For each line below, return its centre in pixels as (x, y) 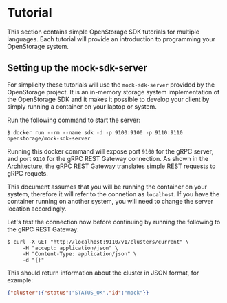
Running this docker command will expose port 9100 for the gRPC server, (110, 151)
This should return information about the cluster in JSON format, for (103, 273)
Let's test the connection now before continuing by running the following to (114, 222)
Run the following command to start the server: (74, 120)
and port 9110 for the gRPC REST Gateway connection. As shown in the (108, 158)
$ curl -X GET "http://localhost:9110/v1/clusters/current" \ (98, 242)
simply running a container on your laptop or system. (82, 106)
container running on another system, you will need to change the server (110, 201)
